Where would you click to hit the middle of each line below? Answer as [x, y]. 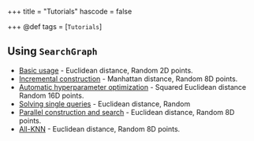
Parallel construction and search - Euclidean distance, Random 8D [127, 112]
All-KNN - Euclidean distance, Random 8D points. [99, 128]
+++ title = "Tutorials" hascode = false [70, 11]
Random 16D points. [51, 95]
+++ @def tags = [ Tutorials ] [55, 26]
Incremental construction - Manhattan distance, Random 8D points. [128, 79]
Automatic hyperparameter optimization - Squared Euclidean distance [132, 87]
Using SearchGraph [52, 52]
